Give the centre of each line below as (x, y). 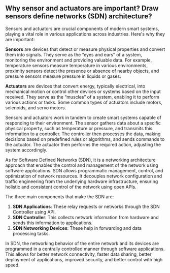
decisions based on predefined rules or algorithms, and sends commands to (85, 139)
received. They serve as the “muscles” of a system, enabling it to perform (82, 97)
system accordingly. (26, 150)
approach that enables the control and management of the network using (82, 165)
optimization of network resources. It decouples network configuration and (84, 176)
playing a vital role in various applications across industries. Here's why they (85, 34)
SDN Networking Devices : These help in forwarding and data (77, 228)
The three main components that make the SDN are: (60, 196)
